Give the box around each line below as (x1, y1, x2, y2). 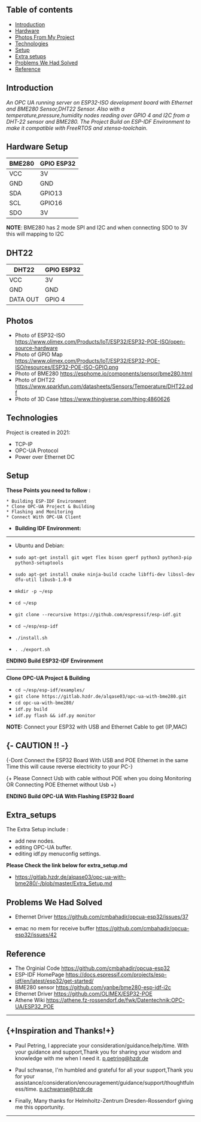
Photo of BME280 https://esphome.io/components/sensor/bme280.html (14, 370, 193, 377)
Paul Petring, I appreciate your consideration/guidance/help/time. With (14, 1042, 189, 1049)
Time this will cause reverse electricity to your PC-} (6, 763, 133, 770)
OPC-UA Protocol (14, 447, 59, 454)
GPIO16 (39, 199, 63, 207)
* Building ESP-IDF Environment (6, 498, 87, 504)
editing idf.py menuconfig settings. (14, 850, 101, 858)
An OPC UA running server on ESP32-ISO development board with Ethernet (6, 99, 193, 106)
